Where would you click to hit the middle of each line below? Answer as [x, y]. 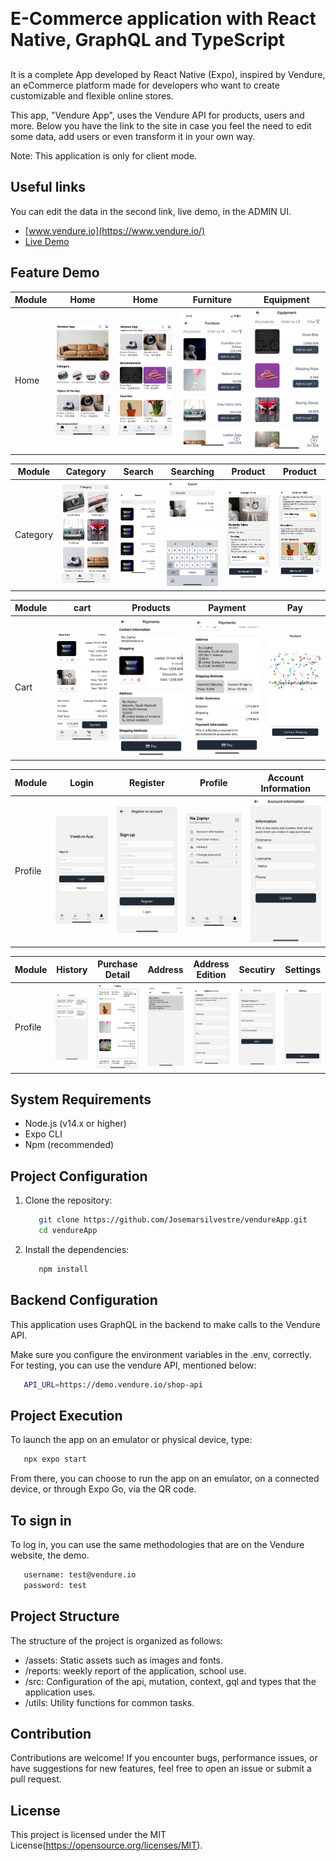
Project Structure [65, 1616]
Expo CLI [43, 1134]
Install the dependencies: [77, 1249]
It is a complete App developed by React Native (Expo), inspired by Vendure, [168, 74]
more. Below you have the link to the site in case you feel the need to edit [161, 126]
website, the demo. [50, 1555]
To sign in [41, 1520]
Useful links [48, 187]
